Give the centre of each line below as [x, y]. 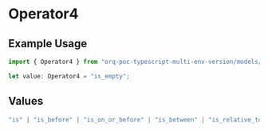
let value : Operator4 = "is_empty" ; [69, 76]
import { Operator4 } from [53, 62]
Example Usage [48, 44]
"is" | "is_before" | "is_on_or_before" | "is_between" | [106, 120]
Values [26, 101]
